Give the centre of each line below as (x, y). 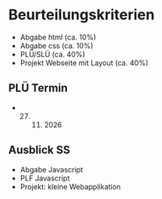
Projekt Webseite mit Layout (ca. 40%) (84, 63)
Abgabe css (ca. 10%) (57, 45)
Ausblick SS (39, 150)
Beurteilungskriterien (81, 15)
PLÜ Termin (38, 88)
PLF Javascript (45, 178)
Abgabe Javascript (51, 169)
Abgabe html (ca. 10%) (58, 37)
